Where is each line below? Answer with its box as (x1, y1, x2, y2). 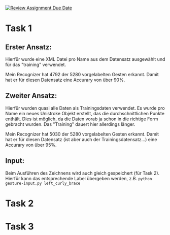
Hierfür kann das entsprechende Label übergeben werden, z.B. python (5, 175, 152, 181)
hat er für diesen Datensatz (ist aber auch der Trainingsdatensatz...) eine (5, 136, 157, 142)
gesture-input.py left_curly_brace (5, 181, 81, 186)
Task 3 (5, 221, 34, 232)
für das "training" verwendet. (5, 61, 66, 68)
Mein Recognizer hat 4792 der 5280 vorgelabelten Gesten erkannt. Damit (5, 72, 159, 77)
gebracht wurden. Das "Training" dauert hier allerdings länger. (5, 121, 135, 127)
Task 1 (5, 23, 32, 34)
